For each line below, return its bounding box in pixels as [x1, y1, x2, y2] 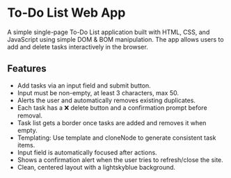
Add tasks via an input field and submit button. [17, 81, 151, 90]
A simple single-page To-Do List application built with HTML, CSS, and [7, 28, 210, 36]
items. [17, 140, 35, 149]
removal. [17, 111, 43, 120]
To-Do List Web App [7, 5, 126, 21]
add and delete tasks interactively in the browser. [7, 42, 148, 51]
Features [7, 63, 47, 74]
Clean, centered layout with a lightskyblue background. [17, 163, 176, 171]
